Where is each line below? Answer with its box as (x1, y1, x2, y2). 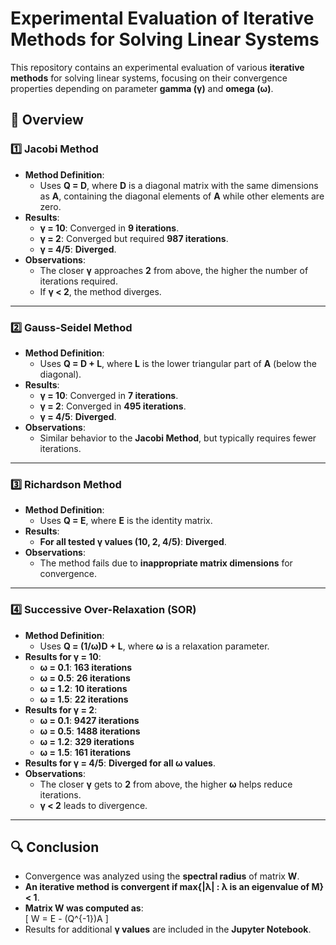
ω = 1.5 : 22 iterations (39, 693, 129, 705)
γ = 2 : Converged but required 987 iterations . (39, 232, 229, 244)
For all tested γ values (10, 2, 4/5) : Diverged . (39, 536, 227, 548)
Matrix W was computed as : (24, 902, 144, 914)
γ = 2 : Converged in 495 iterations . (39, 400, 187, 412)
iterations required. (39, 275, 118, 287)
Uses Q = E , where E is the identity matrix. (39, 515, 213, 527)
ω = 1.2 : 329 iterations (39, 735, 135, 747)
